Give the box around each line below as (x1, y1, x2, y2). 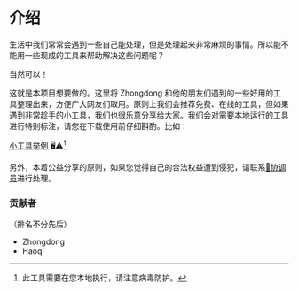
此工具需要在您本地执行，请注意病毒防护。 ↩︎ (21, 272, 187, 283)
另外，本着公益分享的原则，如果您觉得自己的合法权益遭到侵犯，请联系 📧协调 (9, 161, 286, 172)
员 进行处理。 (9, 172, 56, 183)
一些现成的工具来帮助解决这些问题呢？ (24, 50, 165, 60)
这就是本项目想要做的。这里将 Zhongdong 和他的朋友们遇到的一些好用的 (9, 88, 274, 98)
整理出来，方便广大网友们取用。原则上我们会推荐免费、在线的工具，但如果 (16, 98, 289, 109)
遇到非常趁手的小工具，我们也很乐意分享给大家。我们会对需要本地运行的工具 (9, 110, 289, 120)
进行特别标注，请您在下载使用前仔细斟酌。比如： (9, 120, 188, 131)
